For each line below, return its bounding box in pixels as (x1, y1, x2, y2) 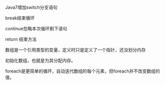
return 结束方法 (5, 36, 37, 42)
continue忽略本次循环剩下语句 (5, 25, 68, 31)
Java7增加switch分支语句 (5, 4, 58, 10)
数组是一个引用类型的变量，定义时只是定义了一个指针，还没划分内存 (5, 47, 146, 52)
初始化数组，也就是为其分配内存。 (5, 57, 76, 63)
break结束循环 (5, 15, 35, 21)
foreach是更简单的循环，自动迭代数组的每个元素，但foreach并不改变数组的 (5, 68, 160, 74)
